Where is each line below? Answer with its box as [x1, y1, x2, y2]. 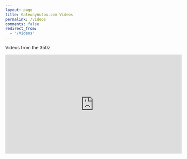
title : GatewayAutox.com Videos [5, 12, 73, 17]
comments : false [5, 21, 39, 27]
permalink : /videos [5, 17, 46, 22]
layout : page [5, 7, 33, 13]
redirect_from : [5, 26, 37, 31]
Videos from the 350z [5, 45, 50, 50]
